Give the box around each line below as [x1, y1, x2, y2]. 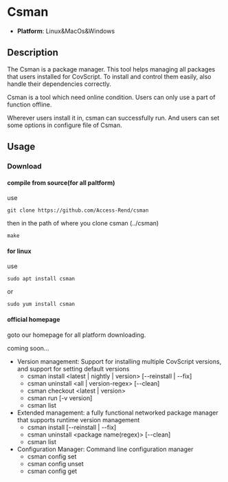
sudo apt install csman [7, 276, 76, 283]
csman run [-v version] [27, 393, 93, 402]
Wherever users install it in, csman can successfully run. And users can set [7, 113, 220, 122]
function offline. [7, 100, 52, 109]
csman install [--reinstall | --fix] [27, 423, 117, 431]
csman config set [27, 452, 77, 461]
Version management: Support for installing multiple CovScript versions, [16, 357, 222, 365]
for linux [7, 247, 32, 255]
